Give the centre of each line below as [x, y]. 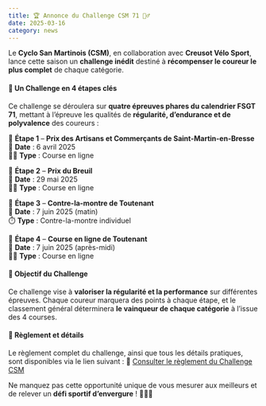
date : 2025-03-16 [37, 23]
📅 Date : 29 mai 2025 [43, 179]
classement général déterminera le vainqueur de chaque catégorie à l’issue [133, 308]
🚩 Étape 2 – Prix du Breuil [50, 170]
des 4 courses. [33, 317]
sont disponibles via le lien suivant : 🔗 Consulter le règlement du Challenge [130, 361]
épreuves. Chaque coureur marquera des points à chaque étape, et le [122, 300]
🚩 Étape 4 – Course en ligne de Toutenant [78, 239]
